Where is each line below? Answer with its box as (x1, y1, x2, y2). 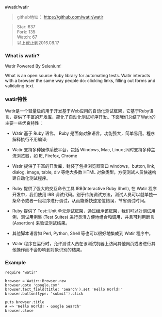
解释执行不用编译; (12, 136, 48, 142)
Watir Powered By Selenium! (5, 63, 62, 69)
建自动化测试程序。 (12, 175, 51, 181)
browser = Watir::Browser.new (5, 278, 66, 283)
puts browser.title (5, 300, 45, 304)
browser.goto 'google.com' (5, 283, 60, 287)
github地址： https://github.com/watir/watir (16, 14, 104, 20)
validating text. (5, 83, 35, 89)
